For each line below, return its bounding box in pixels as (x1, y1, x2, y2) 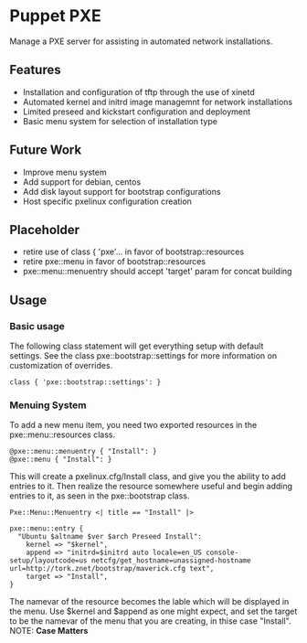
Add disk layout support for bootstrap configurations (22, 186, 221, 197)
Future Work (9, 143, 82, 158)
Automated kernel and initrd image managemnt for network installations (22, 96, 293, 107)
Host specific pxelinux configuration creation (22, 196, 192, 207)
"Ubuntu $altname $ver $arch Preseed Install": (17, 532, 203, 541)
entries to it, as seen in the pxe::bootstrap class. (9, 490, 190, 501)
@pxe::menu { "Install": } (9, 455, 112, 465)
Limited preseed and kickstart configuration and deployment (22, 106, 251, 117)
